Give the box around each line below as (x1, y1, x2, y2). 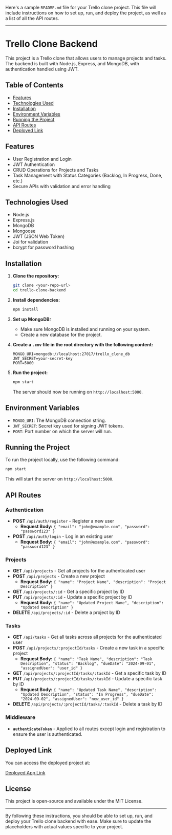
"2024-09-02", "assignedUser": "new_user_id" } (20, 696, 124, 702)
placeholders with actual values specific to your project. (5, 824, 124, 830)
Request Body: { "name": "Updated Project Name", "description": (20, 600, 164, 606)
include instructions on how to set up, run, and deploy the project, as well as (5, 10, 166, 16)
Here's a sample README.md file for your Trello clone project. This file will (5, 5, 157, 10)
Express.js (12, 217, 35, 223)
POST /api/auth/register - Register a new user (12, 517, 114, 524)
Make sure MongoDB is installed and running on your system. (20, 326, 150, 332)
